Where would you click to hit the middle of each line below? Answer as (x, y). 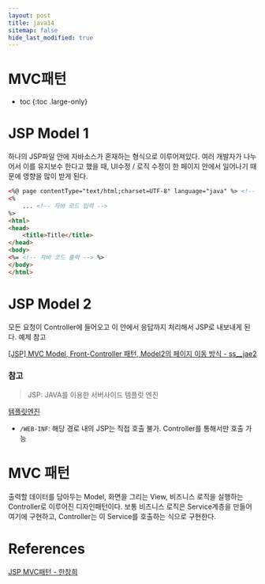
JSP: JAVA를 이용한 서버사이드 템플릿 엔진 (93, 394)
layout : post (30, 15)
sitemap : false (33, 30)
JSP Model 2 (50, 303)
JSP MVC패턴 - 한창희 (43, 571)
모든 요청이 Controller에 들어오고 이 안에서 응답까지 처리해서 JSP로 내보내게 (125, 327)
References (47, 549)
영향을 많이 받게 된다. (55, 176)
